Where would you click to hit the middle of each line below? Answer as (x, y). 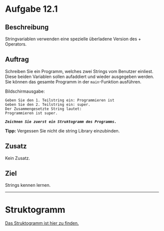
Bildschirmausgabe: (25, 91)
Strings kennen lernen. (28, 185)
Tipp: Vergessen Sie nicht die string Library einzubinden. (62, 130)
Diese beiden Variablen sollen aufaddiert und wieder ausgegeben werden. (80, 77)
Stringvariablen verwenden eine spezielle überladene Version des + (73, 39)
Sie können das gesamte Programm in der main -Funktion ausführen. (73, 81)
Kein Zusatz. (18, 158)
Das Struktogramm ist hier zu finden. (42, 223)
